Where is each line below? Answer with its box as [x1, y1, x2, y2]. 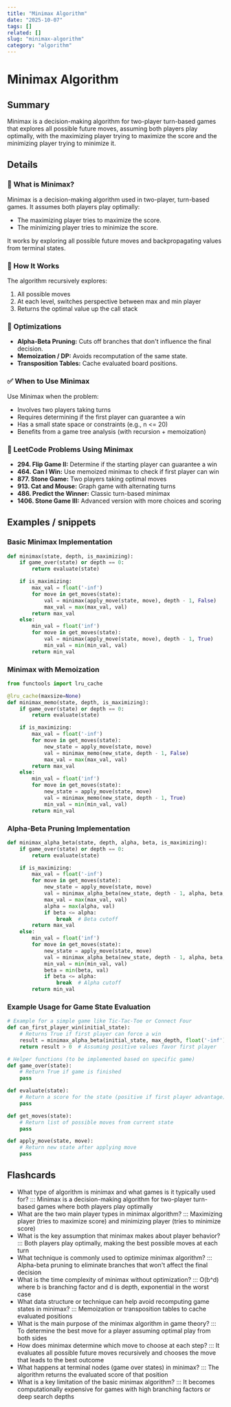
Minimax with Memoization [7, 664, 100, 674]
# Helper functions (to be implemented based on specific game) [7, 1056, 195, 1062]
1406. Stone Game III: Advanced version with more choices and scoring [16, 497, 221, 505]
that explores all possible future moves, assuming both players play [7, 124, 198, 133]
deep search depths [16, 1392, 74, 1400]
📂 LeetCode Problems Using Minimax [7, 444, 133, 454]
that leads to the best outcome [16, 1355, 104, 1364]
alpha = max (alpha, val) [43, 902, 115, 910]
